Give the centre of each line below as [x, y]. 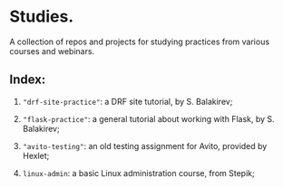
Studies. [42, 17]
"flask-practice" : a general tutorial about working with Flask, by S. [148, 118]
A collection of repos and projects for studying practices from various [140, 42]
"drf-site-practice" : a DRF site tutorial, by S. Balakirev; [127, 101]
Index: [28, 80]
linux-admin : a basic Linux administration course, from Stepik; [139, 173]
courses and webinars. [52, 51]
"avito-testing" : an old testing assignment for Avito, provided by [145, 145]
